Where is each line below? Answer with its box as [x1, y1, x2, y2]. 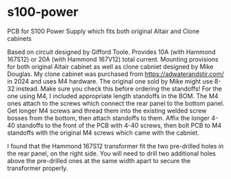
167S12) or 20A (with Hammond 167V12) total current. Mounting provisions [7, 55, 219, 63]
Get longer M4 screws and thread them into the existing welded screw [7, 106, 207, 115]
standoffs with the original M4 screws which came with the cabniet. [7, 129, 200, 137]
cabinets [7, 34, 32, 42]
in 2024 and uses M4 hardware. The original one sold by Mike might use [7, 77, 213, 85]
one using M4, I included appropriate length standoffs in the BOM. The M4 [7, 91, 219, 100]
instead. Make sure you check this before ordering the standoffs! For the [16, 84, 223, 93]
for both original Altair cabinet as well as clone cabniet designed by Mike [7, 62, 214, 70]
